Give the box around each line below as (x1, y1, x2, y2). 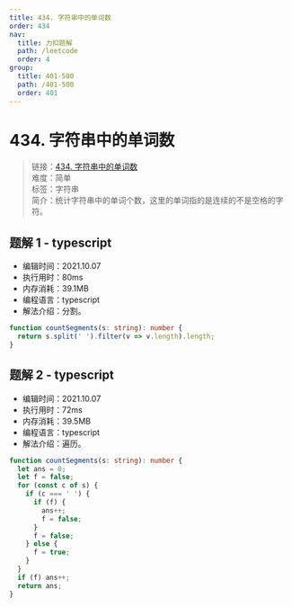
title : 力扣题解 (17, 38, 74, 48)
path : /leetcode (17, 47, 78, 56)
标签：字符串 (31, 183, 79, 194)
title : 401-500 (17, 72, 75, 81)
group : (9, 64, 34, 73)
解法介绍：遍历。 (22, 438, 86, 449)
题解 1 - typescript (9, 235, 112, 250)
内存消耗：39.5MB (22, 415, 92, 426)
